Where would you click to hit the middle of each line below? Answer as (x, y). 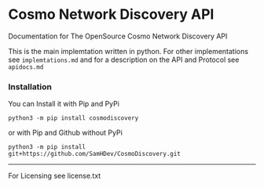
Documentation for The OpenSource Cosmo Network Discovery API (118, 36)
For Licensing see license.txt (55, 176)
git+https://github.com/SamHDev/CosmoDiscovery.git (94, 154)
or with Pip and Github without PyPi (66, 133)
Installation (30, 86)
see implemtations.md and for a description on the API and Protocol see (124, 60)
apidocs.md (26, 67)
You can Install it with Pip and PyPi (64, 104)
